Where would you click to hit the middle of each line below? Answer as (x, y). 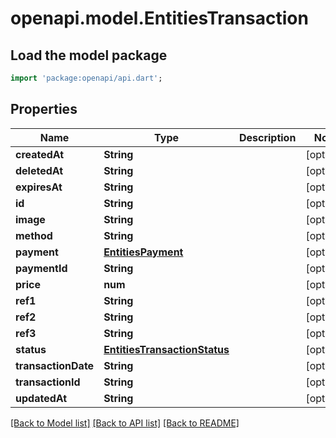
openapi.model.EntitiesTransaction (159, 18)
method (34, 235)
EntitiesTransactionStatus (166, 349)
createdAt (40, 154)
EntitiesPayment (143, 252)
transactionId (48, 382)
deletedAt (39, 170)
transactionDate (55, 365)
